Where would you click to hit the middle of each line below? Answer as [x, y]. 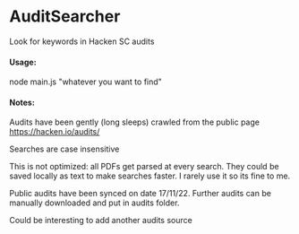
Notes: [22, 102]
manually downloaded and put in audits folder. [94, 203]
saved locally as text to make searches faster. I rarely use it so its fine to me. [150, 176]
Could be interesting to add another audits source [101, 221]
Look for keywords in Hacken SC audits [82, 41]
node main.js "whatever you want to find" [86, 82]
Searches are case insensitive [64, 149]
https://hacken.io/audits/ [55, 132]
